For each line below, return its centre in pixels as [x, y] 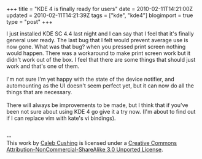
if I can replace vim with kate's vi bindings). [61, 118]
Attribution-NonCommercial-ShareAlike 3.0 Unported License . [85, 150]
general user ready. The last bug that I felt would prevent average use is [97, 40]
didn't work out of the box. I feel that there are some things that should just [101, 60]
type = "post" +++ [30, 22]
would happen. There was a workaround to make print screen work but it [99, 53]
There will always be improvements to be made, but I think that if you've [97, 105]
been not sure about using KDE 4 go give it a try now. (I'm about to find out [101, 112]
